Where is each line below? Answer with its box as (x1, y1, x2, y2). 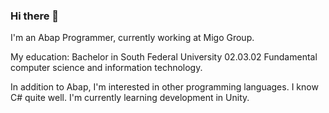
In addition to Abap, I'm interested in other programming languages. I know (10, 81, 319, 93)
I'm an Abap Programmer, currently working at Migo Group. (10, 32, 255, 44)
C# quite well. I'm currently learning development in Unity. (10, 92, 250, 104)
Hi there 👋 (10, 9, 60, 23)
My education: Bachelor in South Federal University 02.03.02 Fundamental (10, 51, 318, 63)
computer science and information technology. (10, 62, 203, 74)
